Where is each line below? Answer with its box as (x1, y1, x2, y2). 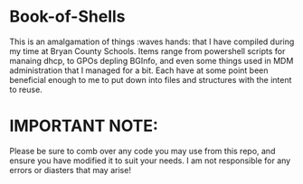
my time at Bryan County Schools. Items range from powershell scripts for (9, 45, 286, 56)
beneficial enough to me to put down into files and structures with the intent (9, 74, 292, 85)
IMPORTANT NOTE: (9, 115, 158, 136)
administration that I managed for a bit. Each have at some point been (9, 65, 269, 76)
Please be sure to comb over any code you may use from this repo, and (9, 145, 276, 156)
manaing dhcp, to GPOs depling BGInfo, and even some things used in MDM (9, 55, 294, 66)
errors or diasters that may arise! (9, 164, 131, 175)
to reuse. (9, 84, 43, 95)
